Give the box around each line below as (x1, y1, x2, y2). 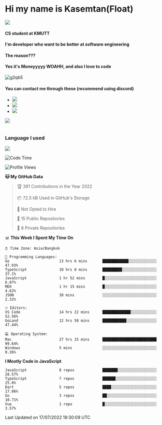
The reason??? (5, 52, 36, 58)
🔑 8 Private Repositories (16, 225, 65, 231)
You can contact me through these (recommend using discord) (5, 85, 134, 91)
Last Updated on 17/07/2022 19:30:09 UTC (5, 414, 91, 420)
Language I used (5, 135, 45, 141)
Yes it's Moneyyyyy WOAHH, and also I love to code (5, 64, 111, 69)
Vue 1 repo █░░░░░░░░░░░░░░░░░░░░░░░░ (5, 402, 157, 407)
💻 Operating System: (5, 331, 48, 336)
